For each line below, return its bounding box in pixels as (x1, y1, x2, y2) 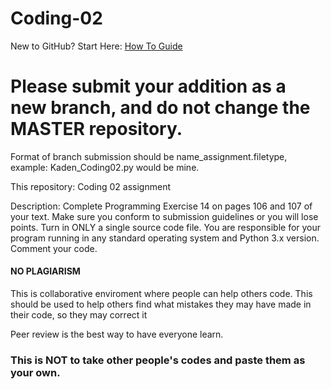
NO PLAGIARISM (10, 265, 81, 277)
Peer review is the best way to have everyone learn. (10, 328, 224, 341)
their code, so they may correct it (10, 309, 148, 321)
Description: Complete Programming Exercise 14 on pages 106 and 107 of (10, 200, 313, 212)
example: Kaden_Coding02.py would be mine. (10, 161, 200, 173)
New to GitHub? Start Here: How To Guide (10, 40, 183, 52)
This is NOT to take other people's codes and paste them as (10, 353, 306, 367)
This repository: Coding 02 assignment (10, 180, 171, 192)
